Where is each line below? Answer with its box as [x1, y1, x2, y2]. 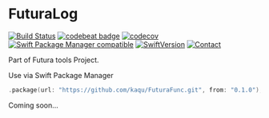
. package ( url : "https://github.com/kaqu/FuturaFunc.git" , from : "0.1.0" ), [8, 85, 263, 94]
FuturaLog [8, 5, 78, 23]
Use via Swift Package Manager [8, 70, 114, 80]
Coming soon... [8, 100, 58, 110]
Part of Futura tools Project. [8, 55, 99, 65]
